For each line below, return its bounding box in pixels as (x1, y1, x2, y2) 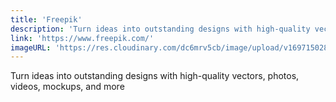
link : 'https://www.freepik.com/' (10, 33, 155, 43)
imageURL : (10, 42, 52, 53)
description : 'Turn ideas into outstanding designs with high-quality (10, 24, 311, 34)
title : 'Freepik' (10, 14, 83, 25)
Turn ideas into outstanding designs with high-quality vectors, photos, (10, 70, 300, 82)
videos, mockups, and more (10, 81, 125, 93)
